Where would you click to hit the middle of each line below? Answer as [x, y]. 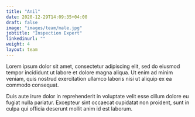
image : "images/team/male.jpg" [44, 28]
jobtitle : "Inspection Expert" [44, 33]
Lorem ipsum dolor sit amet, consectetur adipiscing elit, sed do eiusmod [93, 66]
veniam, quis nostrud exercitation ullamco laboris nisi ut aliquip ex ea [89, 78]
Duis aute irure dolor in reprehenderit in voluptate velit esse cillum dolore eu [97, 96]
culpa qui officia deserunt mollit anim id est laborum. [69, 108]
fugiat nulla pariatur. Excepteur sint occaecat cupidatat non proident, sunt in [98, 102]
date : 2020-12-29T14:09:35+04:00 [47, 17]
